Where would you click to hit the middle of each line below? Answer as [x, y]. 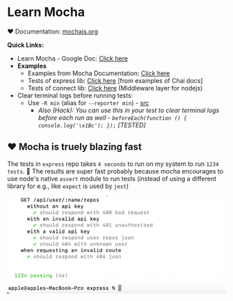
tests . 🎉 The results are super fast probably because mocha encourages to [115, 171]
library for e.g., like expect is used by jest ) [68, 186]
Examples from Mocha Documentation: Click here [99, 73]
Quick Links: [26, 45]
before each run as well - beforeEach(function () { [113, 117]
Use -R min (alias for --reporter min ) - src [88, 102]
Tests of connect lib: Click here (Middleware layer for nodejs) [115, 88]
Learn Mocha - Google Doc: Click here [73, 58]
